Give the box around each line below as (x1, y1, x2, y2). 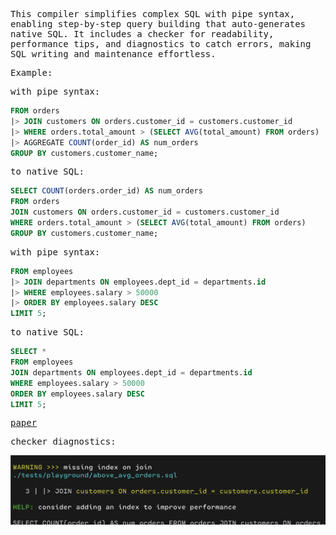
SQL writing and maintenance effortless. (10, 49, 217, 59)
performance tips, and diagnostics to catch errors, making (10, 39, 312, 49)
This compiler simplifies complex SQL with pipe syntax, (10, 9, 296, 19)
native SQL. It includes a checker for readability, (10, 29, 275, 39)
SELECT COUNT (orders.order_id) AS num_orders (10, 186, 203, 196)
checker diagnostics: (10, 436, 117, 448)
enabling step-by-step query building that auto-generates (10, 19, 307, 29)
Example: (10, 67, 53, 78)
